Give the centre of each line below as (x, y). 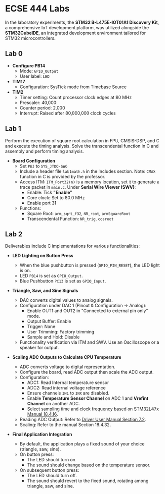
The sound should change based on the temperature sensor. (89, 465)
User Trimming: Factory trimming (61, 332)
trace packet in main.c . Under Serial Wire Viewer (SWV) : (78, 187)
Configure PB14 (29, 65)
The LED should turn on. (52, 460)
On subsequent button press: (49, 470)
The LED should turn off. (52, 476)
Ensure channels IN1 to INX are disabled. (68, 393)
